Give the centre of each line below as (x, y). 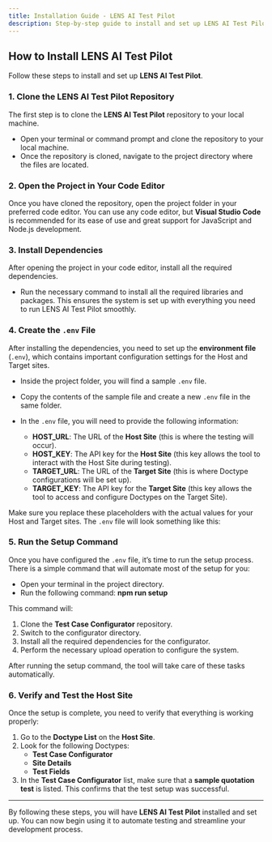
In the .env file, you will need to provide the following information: (129, 421)
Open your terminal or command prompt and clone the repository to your (142, 139)
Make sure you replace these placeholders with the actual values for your (131, 512)
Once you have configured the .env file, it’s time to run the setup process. (131, 559)
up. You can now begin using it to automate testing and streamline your (127, 821)
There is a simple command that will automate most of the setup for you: (129, 568)
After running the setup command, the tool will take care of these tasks (127, 665)
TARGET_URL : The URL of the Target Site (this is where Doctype (140, 471)
